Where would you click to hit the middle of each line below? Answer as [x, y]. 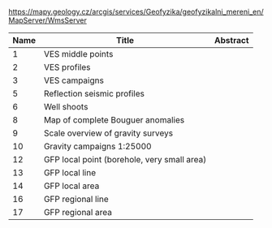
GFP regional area [78, 212]
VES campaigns [73, 80]
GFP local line [69, 172]
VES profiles [67, 67]
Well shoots [66, 107]
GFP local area [71, 186]
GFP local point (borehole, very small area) [125, 159]
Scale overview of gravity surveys [108, 133]
